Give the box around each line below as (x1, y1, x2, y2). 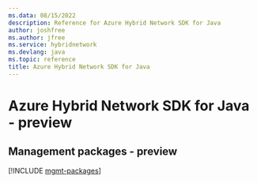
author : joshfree (8, 26, 66, 34)
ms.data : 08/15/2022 (8, 11, 77, 20)
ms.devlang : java (8, 48, 66, 56)
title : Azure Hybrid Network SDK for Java (8, 63, 150, 71)
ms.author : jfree (8, 33, 66, 42)
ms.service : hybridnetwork (8, 41, 97, 49)
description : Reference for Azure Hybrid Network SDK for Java (8, 19, 221, 27)
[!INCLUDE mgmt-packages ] (8, 166, 101, 175)
